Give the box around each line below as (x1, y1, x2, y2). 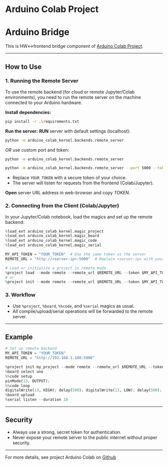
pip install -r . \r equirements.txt (5, 119, 79, 124)
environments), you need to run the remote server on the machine (5, 94, 141, 100)
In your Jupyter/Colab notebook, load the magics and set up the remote (5, 213, 152, 219)
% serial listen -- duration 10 (5, 397, 68, 402)
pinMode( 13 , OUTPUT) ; (5, 378, 50, 384)
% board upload (5, 393, 35, 398)
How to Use (5, 62, 42, 71)
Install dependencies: (5, 109, 51, 115)
